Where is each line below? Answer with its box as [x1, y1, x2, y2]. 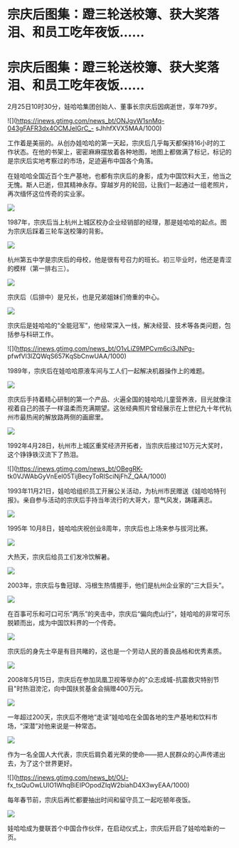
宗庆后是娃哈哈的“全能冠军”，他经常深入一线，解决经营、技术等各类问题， [7, 321, 225, 330]
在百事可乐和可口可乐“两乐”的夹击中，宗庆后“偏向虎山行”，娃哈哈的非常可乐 [7, 609, 230, 618]
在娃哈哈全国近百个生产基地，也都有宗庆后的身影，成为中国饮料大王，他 [7, 172, 219, 180]
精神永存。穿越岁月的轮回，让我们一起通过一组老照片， [69, 181, 232, 189]
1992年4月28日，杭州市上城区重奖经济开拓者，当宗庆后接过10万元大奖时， [7, 441, 227, 450]
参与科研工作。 [13, 330, 58, 339]
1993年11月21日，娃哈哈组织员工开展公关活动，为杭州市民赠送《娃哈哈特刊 [7, 487, 226, 496]
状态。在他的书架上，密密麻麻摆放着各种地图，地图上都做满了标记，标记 [13, 147, 225, 157]
